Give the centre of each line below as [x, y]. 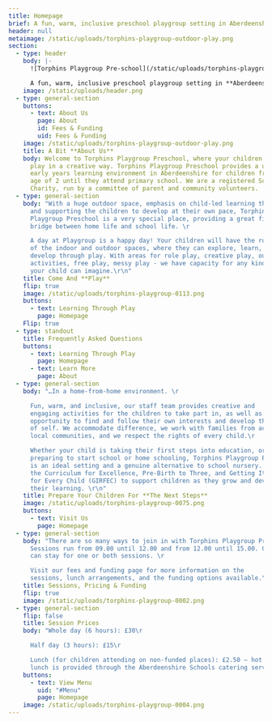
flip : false [43, 616]
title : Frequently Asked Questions [83, 338]
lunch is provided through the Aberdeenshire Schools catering [139, 667]
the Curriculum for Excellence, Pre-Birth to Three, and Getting [142, 473]
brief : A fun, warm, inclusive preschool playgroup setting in [117, 23]
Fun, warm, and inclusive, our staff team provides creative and [142, 406]
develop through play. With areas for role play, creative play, [142, 256]
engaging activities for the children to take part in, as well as [146, 414]
